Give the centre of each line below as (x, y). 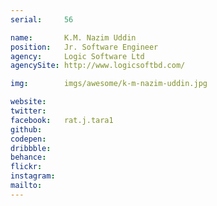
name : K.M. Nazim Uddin (73, 37)
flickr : (26, 167)
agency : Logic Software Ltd (77, 56)
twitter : (28, 111)
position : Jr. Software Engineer (84, 47)
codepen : (28, 139)
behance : (28, 157)
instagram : (33, 176)
